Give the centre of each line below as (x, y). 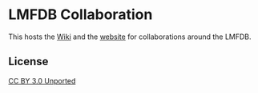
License (28, 62)
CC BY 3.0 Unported (42, 80)
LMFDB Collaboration (81, 15)
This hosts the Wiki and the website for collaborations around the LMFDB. (130, 37)
